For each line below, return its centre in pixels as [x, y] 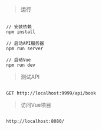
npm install [21, 32]
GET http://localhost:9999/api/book [51, 93]
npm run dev [21, 65]
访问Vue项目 [36, 105]
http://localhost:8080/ [35, 121]
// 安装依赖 [19, 27]
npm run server [25, 48]
